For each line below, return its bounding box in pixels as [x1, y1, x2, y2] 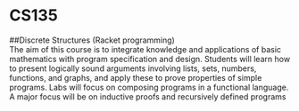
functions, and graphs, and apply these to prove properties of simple [9, 72, 262, 83]
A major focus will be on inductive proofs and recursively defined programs [9, 91, 287, 102]
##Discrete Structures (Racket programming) [9, 35, 176, 45]
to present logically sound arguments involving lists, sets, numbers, [9, 63, 257, 74]
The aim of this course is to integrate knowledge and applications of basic [9, 44, 282, 54]
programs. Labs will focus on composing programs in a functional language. [9, 82, 289, 92]
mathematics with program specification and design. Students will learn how [9, 53, 291, 64]
